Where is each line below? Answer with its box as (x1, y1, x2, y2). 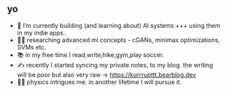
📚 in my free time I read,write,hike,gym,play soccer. (16, 50, 164, 58)
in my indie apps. (16, 29, 66, 37)
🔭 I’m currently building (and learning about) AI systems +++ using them (16, 21, 221, 29)
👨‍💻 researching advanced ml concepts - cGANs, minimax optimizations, (16, 35, 220, 44)
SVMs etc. (16, 43, 46, 51)
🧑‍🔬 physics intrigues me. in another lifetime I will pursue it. (16, 77, 183, 86)
